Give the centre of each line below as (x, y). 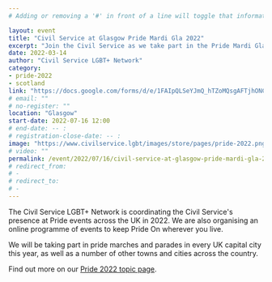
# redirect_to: (34, 182)
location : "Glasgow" (43, 113)
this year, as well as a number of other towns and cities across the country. (134, 253)
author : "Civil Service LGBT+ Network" (76, 61)
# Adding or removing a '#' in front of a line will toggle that (121, 16)
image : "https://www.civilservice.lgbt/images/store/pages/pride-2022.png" (139, 143)
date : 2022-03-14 (38, 53)
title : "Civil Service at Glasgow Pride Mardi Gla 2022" (106, 38)
